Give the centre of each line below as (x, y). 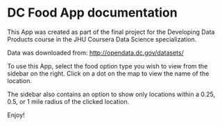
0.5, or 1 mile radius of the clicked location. (68, 101)
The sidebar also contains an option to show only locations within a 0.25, (111, 94)
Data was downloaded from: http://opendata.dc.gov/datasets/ (95, 53)
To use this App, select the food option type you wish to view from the (108, 66)
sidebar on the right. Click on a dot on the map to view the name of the (108, 73)
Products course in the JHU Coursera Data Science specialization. (102, 39)
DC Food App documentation (93, 13)
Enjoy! (16, 115)
